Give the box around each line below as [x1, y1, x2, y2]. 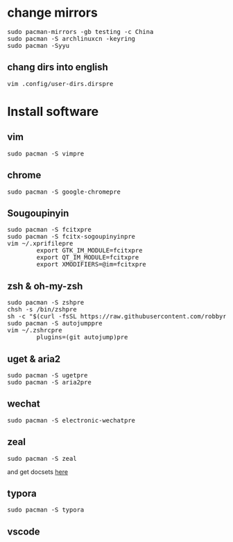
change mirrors [7, 5, 98, 21]
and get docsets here [7, 467, 68, 476]
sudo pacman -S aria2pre [7, 378, 92, 386]
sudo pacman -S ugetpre [7, 371, 88, 379]
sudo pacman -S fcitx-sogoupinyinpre [7, 232, 136, 241]
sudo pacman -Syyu [7, 42, 70, 49]
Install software [7, 103, 99, 119]
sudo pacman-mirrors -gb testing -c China [7, 28, 154, 35]
